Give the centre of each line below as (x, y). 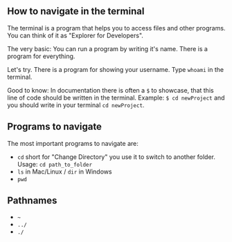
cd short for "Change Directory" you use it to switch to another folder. (116, 157)
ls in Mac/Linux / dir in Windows (64, 171)
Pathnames (32, 201)
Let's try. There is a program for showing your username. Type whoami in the (115, 69)
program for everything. (41, 56)
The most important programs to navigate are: (73, 143)
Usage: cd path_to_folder (54, 164)
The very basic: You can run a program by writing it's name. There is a (107, 48)
